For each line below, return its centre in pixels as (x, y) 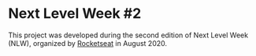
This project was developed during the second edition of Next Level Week (128, 35)
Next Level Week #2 (75, 14)
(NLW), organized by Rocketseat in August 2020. (88, 43)
